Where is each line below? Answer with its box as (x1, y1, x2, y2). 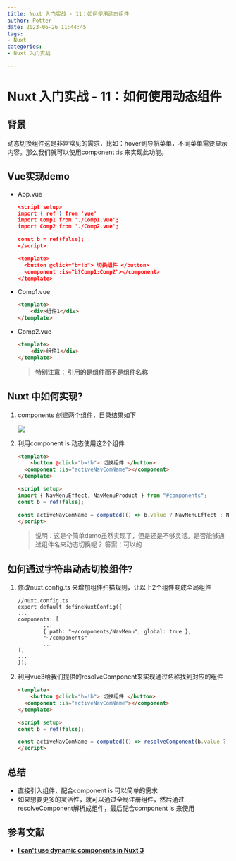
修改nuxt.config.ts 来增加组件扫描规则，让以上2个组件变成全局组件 (17, 583, 212, 592)
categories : (7, 43, 42, 50)
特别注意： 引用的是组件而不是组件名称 (35, 368, 148, 376)
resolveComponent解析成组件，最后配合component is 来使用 (17, 804, 195, 812)
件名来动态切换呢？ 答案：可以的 (47, 540, 142, 549)
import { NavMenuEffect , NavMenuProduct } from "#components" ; (17, 492, 208, 499)
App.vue (17, 189, 42, 198)
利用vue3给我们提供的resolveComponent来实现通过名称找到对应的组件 (17, 672, 224, 681)
